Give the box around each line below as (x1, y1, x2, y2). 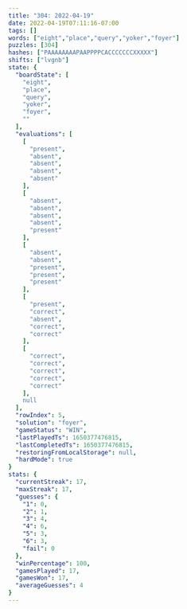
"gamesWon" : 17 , (15, 574, 69, 582)
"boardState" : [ (15, 71, 69, 79)
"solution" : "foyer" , (15, 419, 88, 427)
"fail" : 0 (22, 545, 56, 552)
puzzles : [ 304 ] (8, 41, 59, 49)
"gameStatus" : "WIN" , (15, 426, 88, 434)
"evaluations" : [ (15, 130, 73, 138)
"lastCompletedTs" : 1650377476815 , (15, 441, 134, 449)
